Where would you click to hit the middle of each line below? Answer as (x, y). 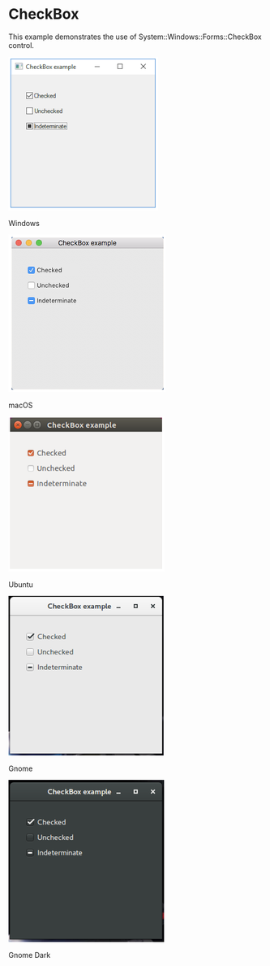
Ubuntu (21, 584)
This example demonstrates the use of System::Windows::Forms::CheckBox (135, 37)
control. (21, 45)
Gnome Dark (30, 955)
